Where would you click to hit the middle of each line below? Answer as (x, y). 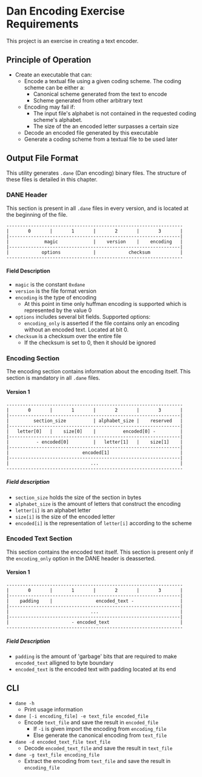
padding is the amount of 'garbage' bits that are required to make (96, 656)
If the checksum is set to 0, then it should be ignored (90, 343)
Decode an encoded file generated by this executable (91, 132)
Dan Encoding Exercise (66, 11)
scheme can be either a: (54, 87)
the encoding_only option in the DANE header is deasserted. (81, 558)
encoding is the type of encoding (56, 297)
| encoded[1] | (95, 453)
